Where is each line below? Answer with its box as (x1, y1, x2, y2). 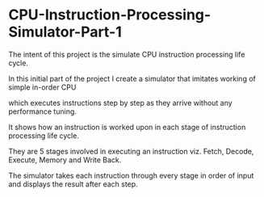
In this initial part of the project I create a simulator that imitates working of (8, 73, 256, 83)
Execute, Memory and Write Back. (8, 155, 122, 165)
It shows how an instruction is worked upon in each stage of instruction (8, 122, 246, 132)
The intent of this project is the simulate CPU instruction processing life (8, 49, 245, 59)
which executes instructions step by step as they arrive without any (8, 98, 233, 107)
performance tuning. (8, 107, 77, 116)
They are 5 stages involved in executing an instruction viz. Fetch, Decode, (8, 146, 254, 156)
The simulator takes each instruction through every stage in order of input (8, 170, 254, 180)
